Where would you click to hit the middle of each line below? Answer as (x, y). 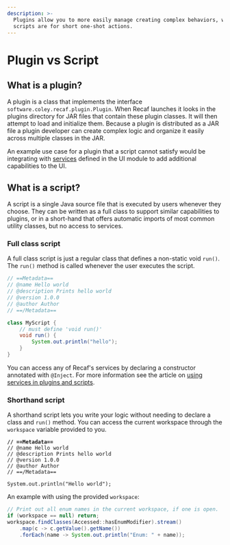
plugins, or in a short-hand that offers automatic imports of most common (111, 219)
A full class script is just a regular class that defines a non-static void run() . (114, 258)
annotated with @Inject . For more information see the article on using (105, 375)
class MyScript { (32, 323)
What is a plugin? (45, 85)
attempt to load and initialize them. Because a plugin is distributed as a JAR (113, 123)
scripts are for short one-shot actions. (73, 26)
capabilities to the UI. (37, 166)
